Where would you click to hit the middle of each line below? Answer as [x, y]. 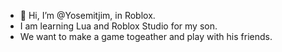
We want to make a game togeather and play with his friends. [146, 36]
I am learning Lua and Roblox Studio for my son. [118, 26]
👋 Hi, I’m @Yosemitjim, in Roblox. [87, 15]
